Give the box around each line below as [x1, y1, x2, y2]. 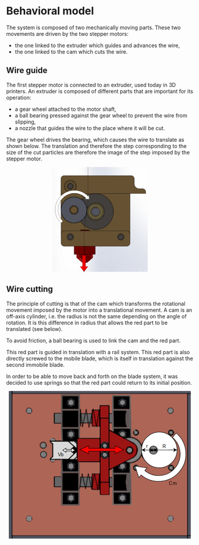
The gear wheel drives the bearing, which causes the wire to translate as [6, 136, 185, 143]
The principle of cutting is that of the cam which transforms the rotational [6, 300, 186, 307]
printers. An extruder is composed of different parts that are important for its [6, 88, 194, 95]
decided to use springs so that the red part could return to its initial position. [6, 379, 192, 386]
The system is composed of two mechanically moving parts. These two [6, 24, 181, 31]
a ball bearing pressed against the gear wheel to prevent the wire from [14, 112, 188, 119]
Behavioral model [6, 4, 94, 18]
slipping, [14, 118, 36, 125]
